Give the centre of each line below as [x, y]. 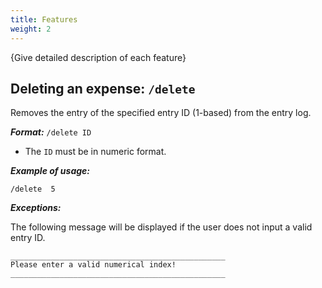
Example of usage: [50, 171]
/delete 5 [33, 189]
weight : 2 [31, 29]
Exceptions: [36, 208]
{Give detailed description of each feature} [98, 57]
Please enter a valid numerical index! [93, 265]
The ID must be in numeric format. [95, 152]
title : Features [44, 19]
